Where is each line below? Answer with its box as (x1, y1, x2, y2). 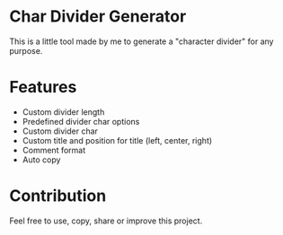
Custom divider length (22, 106, 105, 117)
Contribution (9, 186, 107, 206)
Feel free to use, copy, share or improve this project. (9, 215, 203, 226)
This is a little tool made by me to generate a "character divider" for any (9, 36, 274, 47)
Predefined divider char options (22, 116, 140, 126)
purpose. (9, 45, 43, 56)
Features (9, 77, 77, 98)
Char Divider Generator (9, 6, 187, 27)
